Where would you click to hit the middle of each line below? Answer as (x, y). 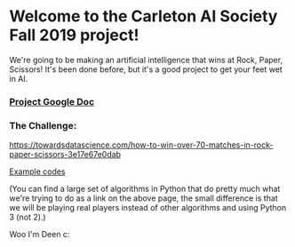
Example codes (37, 171)
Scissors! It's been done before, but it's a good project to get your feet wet (146, 69)
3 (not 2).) (28, 217)
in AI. (19, 78)
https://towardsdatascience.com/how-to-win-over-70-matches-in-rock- (141, 145)
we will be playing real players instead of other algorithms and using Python (148, 208)
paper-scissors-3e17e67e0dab (65, 155)
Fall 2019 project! (74, 35)
